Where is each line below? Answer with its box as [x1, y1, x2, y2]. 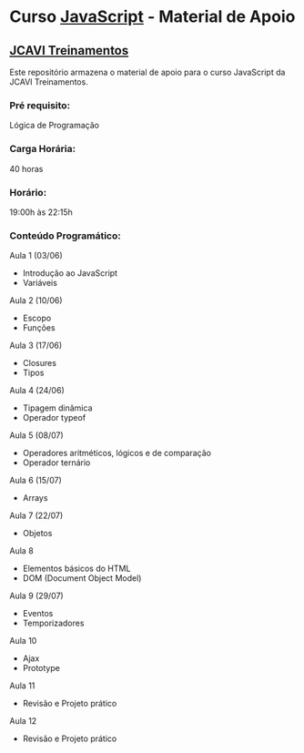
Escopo [22, 312, 52, 324]
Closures [22, 358, 57, 369]
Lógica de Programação [9, 120, 100, 131]
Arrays [22, 493, 48, 504]
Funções [22, 322, 56, 333]
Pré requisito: [9, 98, 71, 111]
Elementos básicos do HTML [22, 563, 131, 575]
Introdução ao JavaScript [22, 268, 118, 279]
